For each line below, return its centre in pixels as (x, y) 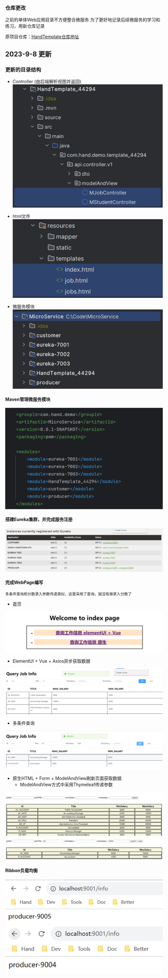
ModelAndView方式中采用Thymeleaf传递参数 (66, 784)
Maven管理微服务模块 (28, 399)
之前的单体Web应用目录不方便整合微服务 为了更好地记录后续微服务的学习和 (83, 20)
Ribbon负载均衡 (21, 871)
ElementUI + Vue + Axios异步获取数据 (51, 661)
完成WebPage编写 (24, 582)
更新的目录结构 (23, 70)
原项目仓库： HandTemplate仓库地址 (42, 37)
